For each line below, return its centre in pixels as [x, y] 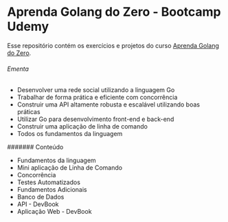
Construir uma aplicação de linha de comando [82, 126]
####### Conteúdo [35, 147]
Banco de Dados [41, 197]
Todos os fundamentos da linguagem [70, 134]
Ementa [18, 69]
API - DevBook [38, 204]
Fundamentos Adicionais [52, 190]
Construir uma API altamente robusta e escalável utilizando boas [109, 104]
